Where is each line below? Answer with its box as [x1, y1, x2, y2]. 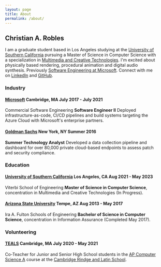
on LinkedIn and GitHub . [5, 73, 53, 78]
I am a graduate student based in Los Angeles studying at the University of [5, 47, 154, 53]
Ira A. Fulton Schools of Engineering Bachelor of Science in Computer [5, 211, 146, 217]
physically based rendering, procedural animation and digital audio [5, 62, 138, 68]
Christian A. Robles [5, 34, 64, 42]
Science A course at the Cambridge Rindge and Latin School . [5, 256, 127, 262]
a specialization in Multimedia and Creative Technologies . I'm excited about [5, 57, 156, 63]
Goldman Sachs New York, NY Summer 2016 [5, 129, 97, 134]
